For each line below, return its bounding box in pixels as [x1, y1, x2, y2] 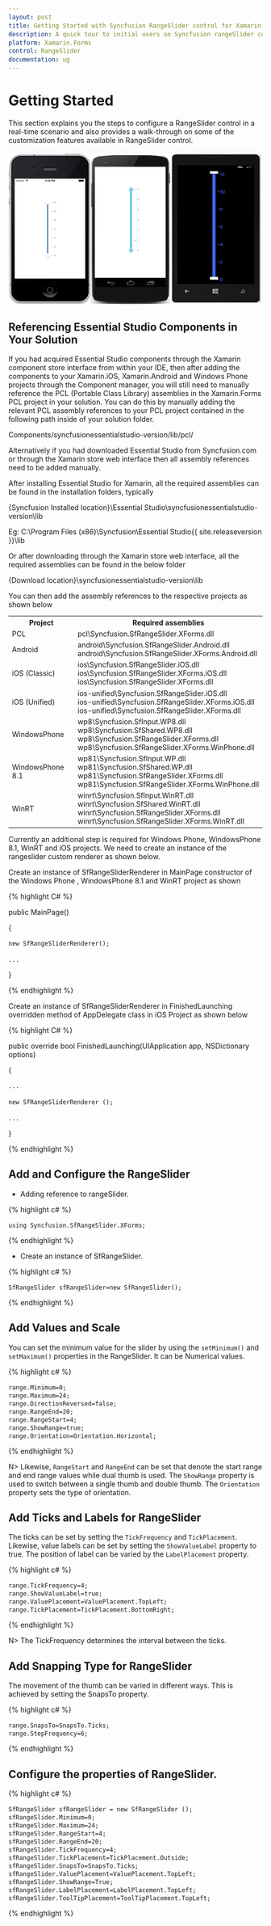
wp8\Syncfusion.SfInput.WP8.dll [77, 716, 186, 727]
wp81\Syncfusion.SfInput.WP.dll [77, 754, 186, 764]
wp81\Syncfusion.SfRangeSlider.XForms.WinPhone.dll [77, 780, 260, 790]
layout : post [8, 13, 52, 21]
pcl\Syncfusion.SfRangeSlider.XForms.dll [77, 629, 215, 638]
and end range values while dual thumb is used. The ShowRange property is [8, 1470, 255, 1480]
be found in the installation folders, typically [8, 487, 154, 497]
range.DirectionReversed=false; [8, 1399, 117, 1408]
